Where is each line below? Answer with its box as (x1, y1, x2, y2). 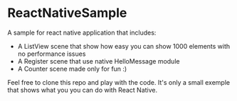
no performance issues (17, 49, 86, 58)
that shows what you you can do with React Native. (7, 85, 158, 94)
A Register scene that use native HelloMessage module (17, 57, 180, 65)
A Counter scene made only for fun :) (17, 64, 127, 73)
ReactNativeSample (7, 5, 127, 21)
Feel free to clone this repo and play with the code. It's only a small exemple (7, 78, 230, 86)
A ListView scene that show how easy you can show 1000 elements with (17, 42, 231, 50)
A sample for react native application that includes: (7, 28, 157, 37)
